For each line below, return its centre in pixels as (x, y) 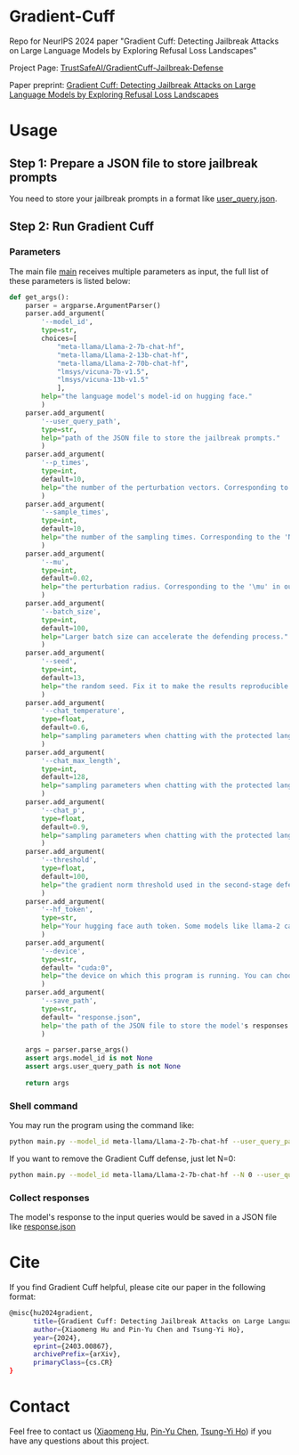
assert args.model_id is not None (89, 1058)
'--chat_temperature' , (83, 711)
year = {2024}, (57, 1337)
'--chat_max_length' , (81, 760)
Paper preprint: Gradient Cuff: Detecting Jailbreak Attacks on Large (133, 85)
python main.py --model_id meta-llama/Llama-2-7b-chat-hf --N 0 (131, 1175)
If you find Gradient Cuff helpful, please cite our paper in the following (137, 1288)
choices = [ (59, 338)
